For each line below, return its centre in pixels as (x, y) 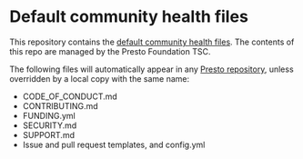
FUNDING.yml (49, 115)
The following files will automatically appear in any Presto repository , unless (151, 69)
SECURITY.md (50, 125)
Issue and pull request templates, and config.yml (114, 144)
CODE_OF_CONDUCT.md (70, 96)
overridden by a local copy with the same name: (99, 78)
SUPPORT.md (49, 134)
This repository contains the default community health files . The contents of (152, 42)
